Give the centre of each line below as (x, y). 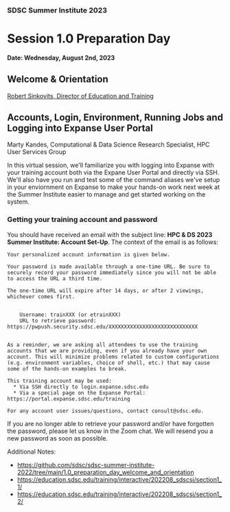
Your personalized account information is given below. (89, 254)
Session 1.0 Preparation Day (89, 39)
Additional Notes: (32, 452)
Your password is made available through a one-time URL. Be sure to (109, 267)
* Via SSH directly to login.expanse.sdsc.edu (81, 387)
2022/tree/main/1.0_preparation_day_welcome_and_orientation (105, 472)
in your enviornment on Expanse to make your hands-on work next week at (114, 187)
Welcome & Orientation (58, 79)
